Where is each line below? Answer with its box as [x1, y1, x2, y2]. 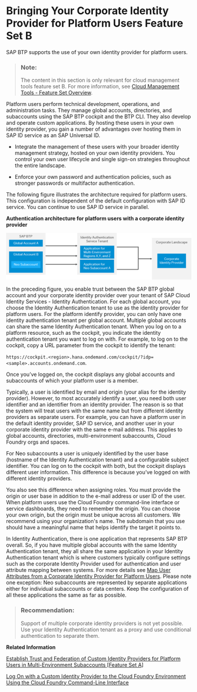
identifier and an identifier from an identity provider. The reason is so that [6, 401, 183, 408]
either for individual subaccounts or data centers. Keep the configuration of [6, 585, 189, 593]
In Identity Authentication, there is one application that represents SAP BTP [6, 535, 188, 543]
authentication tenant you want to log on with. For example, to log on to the [6, 335, 188, 342]
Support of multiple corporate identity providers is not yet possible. [20, 620, 183, 627]
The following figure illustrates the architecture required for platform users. [6, 191, 188, 198]
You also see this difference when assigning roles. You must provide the [6, 487, 181, 494]
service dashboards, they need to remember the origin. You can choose [6, 505, 181, 513]
